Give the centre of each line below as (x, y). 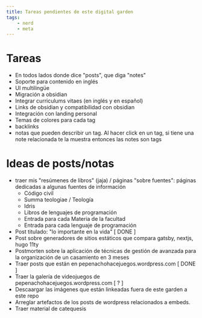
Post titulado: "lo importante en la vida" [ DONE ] (75, 232)
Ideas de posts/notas (60, 164)
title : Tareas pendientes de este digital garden (70, 12)
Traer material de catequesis (50, 309)
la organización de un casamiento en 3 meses (72, 258)
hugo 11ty (27, 244)
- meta (25, 29)
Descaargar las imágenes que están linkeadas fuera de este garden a (101, 290)
